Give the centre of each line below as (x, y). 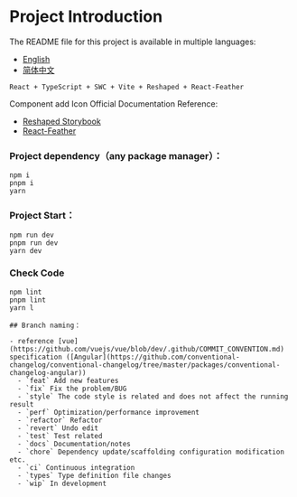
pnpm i (22, 183)
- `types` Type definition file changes (94, 475)
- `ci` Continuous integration (76, 467)
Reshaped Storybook (61, 121)
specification (36, 357)
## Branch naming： (45, 325)
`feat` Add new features (72, 380)
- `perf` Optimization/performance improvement (109, 412)
